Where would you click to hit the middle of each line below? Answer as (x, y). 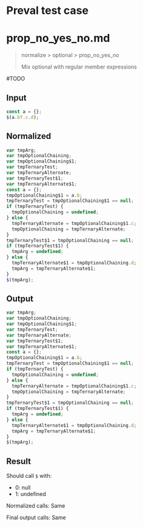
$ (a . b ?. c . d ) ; (23, 117)
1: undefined (31, 494)
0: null (23, 488)
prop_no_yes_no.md (58, 39)
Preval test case (48, 11)
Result (19, 461)
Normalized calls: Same (36, 506)
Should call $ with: (29, 476)
